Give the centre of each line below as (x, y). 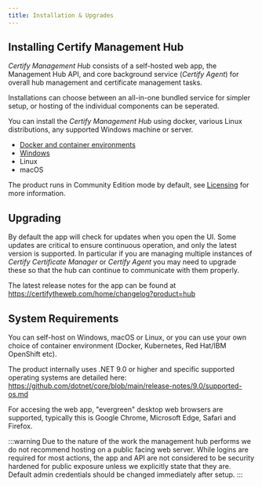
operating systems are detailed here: (67, 378)
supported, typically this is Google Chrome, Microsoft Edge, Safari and (122, 418)
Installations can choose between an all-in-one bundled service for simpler (129, 98)
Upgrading (35, 218)
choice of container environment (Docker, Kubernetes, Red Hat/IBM (117, 346)
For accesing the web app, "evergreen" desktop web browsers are (116, 409)
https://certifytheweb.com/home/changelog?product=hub (102, 294)
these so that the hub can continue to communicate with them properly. (124, 271)
